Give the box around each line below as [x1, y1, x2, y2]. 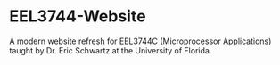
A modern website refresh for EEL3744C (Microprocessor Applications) [9, 36, 272, 46]
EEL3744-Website [9, 6, 146, 27]
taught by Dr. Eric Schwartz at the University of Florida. [9, 45, 212, 55]
